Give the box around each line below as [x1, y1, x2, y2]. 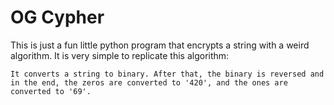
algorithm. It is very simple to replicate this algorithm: [10, 49, 230, 61]
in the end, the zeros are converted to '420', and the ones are [10, 77, 288, 88]
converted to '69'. [10, 86, 92, 96]
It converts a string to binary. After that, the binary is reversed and [10, 69, 325, 79]
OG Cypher [10, 6, 105, 29]
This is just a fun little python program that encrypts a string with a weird [10, 39, 310, 51]
